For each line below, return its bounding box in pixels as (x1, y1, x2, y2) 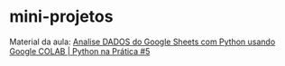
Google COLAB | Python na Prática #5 (9, 45, 151, 56)
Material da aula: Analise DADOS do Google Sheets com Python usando (9, 36, 276, 47)
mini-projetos (9, 6, 114, 27)
